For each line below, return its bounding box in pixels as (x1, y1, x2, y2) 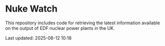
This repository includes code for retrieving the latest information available (5, 20, 160, 26)
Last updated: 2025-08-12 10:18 (5, 35, 72, 41)
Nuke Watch (5, 3, 58, 15)
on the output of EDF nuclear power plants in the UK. (5, 25, 115, 31)
